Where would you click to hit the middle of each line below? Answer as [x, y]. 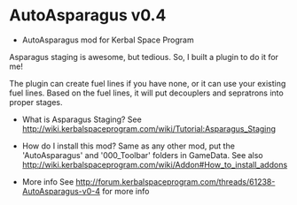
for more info [125, 191]
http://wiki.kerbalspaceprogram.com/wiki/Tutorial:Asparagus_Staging [149, 128]
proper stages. [36, 102]
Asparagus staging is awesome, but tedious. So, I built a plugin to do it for [144, 57]
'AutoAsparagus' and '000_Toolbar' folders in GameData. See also [142, 155]
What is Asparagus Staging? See [82, 119]
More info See [48, 181]
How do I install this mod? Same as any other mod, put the [128, 146]
